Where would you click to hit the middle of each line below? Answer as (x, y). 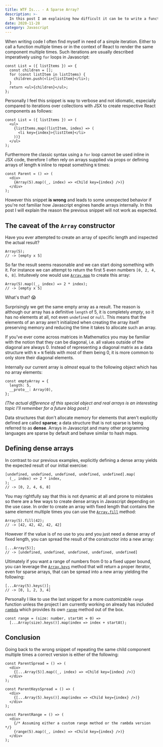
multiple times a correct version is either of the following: (62, 654)
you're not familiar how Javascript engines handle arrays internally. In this (79, 205)
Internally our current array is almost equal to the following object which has (81, 367)
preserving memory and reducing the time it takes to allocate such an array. (81, 327)
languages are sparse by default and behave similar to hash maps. (71, 433)
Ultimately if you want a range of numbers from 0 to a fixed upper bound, (78, 561)
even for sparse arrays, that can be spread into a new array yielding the (76, 572)
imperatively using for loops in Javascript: (47, 57)
